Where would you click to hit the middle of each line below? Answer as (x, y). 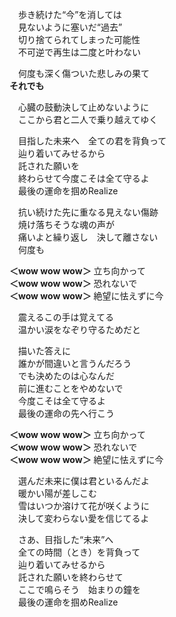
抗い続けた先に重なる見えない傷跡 (88, 212)
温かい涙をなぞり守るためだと (79, 329)
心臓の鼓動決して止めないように (83, 107)
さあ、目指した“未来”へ (65, 539)
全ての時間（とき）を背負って (79, 552)
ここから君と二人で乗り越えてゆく (88, 119)
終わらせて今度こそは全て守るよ (83, 178)
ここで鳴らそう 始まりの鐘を (79, 589)
